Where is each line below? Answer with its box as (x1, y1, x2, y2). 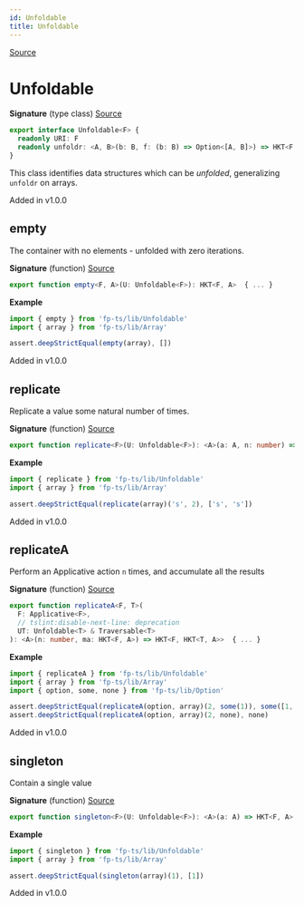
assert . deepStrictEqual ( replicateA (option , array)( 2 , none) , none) (9, 711, 270, 720)
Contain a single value (9, 777, 92, 788)
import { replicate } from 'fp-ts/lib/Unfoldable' (9, 474, 204, 483)
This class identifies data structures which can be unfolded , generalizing (9, 167, 280, 178)
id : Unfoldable (9, 13, 67, 23)
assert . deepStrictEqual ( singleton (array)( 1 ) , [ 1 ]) (9, 871, 204, 881)
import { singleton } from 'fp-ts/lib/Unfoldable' (9, 846, 204, 855)
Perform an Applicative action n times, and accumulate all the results (9, 566, 265, 577)
